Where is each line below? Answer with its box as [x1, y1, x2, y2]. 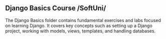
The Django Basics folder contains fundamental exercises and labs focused [5, 17, 161, 23]
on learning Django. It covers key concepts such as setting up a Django [5, 22, 153, 28]
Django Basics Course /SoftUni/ [5, 4, 106, 12]
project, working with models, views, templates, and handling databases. [5, 27, 156, 34]
